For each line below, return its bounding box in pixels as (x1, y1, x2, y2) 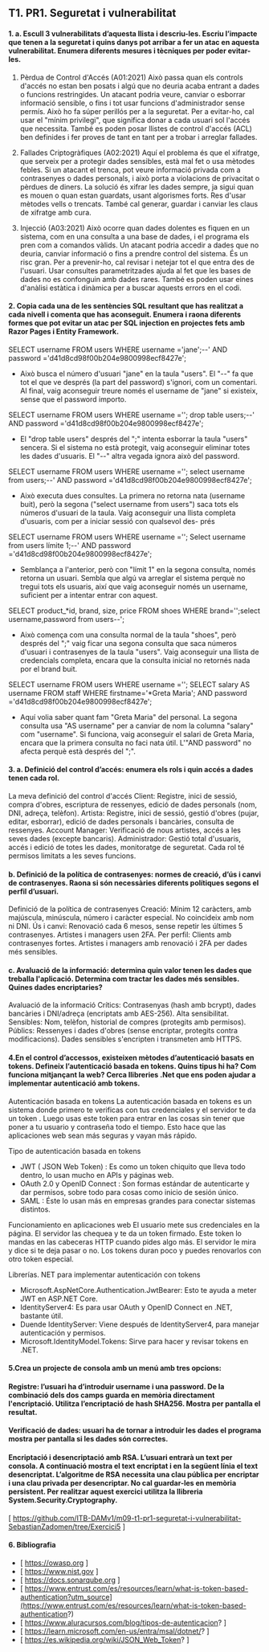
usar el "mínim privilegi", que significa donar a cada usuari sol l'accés (19, 115, 251, 125)
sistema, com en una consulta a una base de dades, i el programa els (19, 231, 250, 241)
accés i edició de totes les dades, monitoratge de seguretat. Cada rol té (8, 843, 245, 852)
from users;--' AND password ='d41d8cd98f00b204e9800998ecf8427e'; (8, 475, 252, 485)
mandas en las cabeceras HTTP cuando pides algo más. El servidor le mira (8, 1237, 257, 1246)
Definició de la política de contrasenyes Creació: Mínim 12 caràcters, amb (8, 904, 251, 914)
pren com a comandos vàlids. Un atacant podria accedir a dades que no (19, 240, 259, 250)
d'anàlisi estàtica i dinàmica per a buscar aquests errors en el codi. (19, 283, 243, 292)
